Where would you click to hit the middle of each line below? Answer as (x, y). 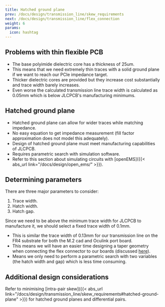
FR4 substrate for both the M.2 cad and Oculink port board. (72, 241)
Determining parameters (43, 180)
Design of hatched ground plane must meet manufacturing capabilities (84, 143)
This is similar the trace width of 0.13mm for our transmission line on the (85, 235)
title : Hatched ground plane (35, 10)
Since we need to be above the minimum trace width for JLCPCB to (73, 221)
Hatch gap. (23, 211)
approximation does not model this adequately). (60, 138)
